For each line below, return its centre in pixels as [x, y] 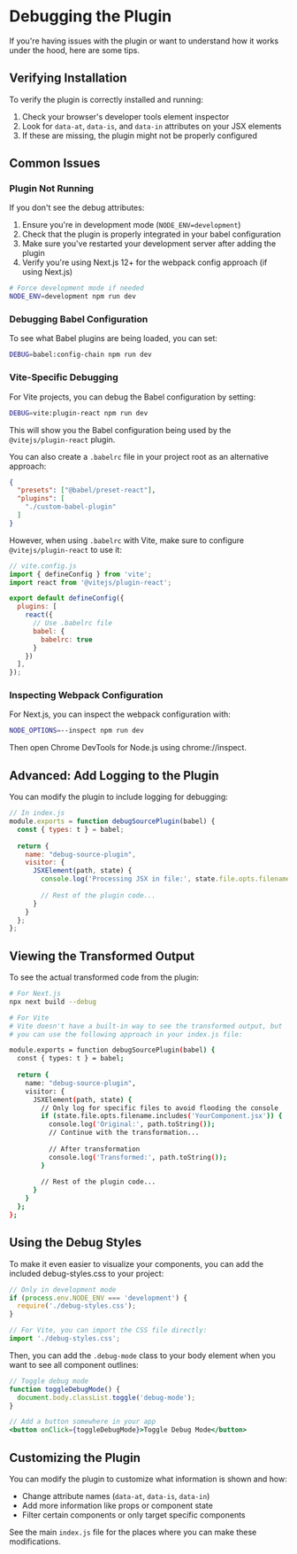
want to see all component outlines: [74, 1364]
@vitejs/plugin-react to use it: [65, 549]
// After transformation [94, 1149]
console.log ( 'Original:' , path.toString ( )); [132, 1124]
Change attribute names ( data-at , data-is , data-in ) [116, 1496]
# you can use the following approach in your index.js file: [126, 1034]
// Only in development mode [63, 1290]
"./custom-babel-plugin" [71, 507]
